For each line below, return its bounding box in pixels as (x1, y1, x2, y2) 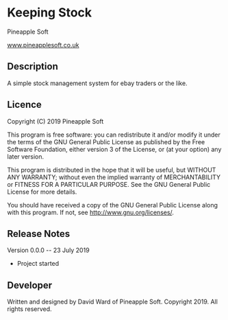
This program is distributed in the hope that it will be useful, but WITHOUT (7, 165, 216, 174)
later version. (7, 152, 45, 161)
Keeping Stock (7, 5, 92, 21)
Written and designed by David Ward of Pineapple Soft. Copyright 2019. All (7, 297, 218, 306)
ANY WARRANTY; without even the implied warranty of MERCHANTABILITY (7, 173, 221, 181)
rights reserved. (7, 305, 53, 313)
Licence (7, 99, 42, 111)
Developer (7, 279, 53, 291)
